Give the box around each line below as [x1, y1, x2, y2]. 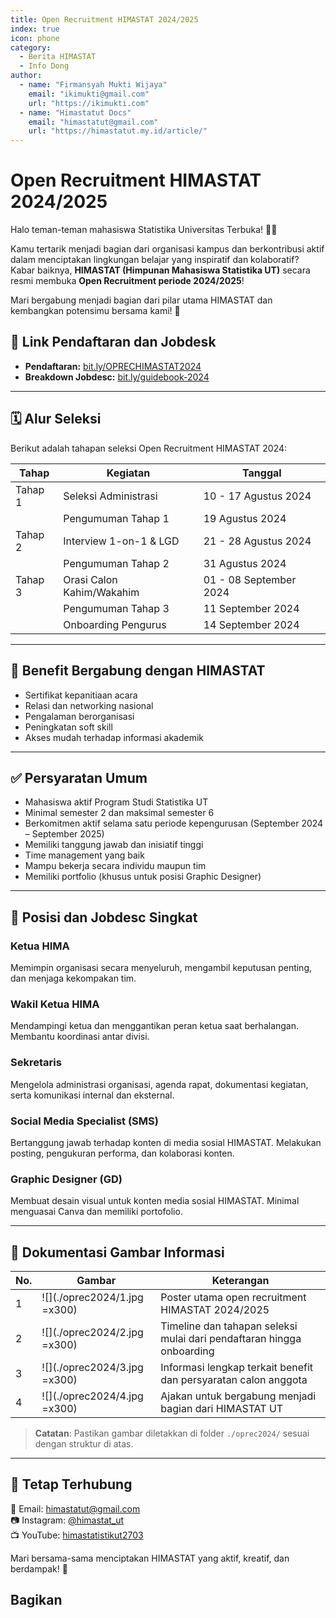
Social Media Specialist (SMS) [10, 1114, 159, 1128]
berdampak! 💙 [10, 1562, 68, 1575]
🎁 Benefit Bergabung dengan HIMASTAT [10, 662, 266, 680]
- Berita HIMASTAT [19, 52, 97, 62]
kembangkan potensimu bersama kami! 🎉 [10, 305, 181, 317]
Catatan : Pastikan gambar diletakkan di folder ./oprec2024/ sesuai [34, 1427, 310, 1439]
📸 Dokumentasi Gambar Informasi [10, 1244, 225, 1261]
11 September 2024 [203, 601, 300, 615]
